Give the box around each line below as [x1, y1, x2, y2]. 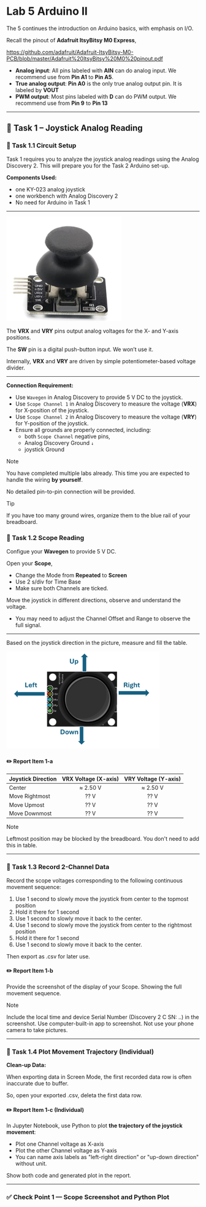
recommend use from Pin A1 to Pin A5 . [15, 73, 113, 80]
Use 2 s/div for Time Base [15, 578, 82, 585]
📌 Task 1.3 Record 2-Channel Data [6, 863, 110, 871]
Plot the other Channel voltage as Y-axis [15, 1147, 118, 1154]
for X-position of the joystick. [15, 407, 89, 414]
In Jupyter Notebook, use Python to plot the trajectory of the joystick [6, 1122, 183, 1130]
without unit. [15, 1160, 47, 1167]
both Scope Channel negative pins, [24, 433, 110, 440]
